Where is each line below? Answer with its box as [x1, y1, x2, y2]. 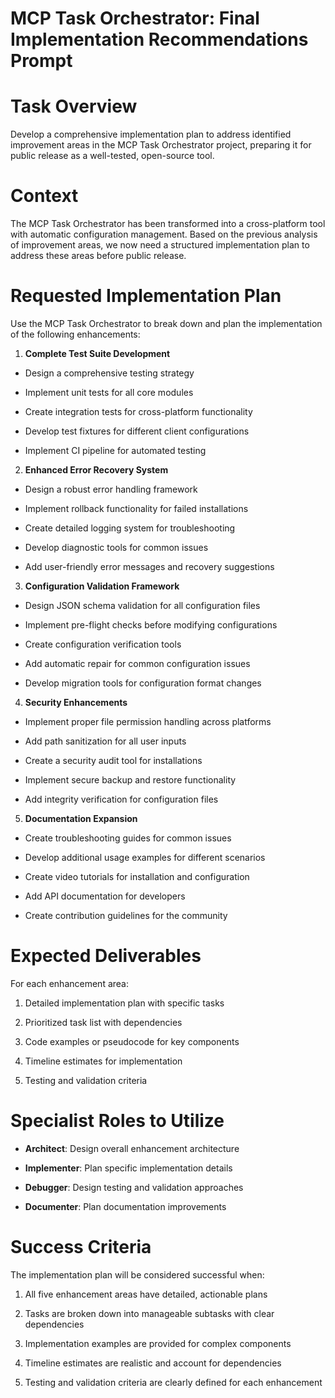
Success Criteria [10, 1236, 152, 1259]
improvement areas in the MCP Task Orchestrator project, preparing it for [10, 139, 312, 151]
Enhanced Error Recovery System [24, 464, 169, 476]
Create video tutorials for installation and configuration [24, 871, 250, 882]
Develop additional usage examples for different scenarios [24, 852, 266, 863]
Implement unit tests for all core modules [24, 387, 194, 398]
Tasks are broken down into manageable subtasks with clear [24, 1307, 275, 1319]
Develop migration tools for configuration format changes [24, 677, 262, 689]
